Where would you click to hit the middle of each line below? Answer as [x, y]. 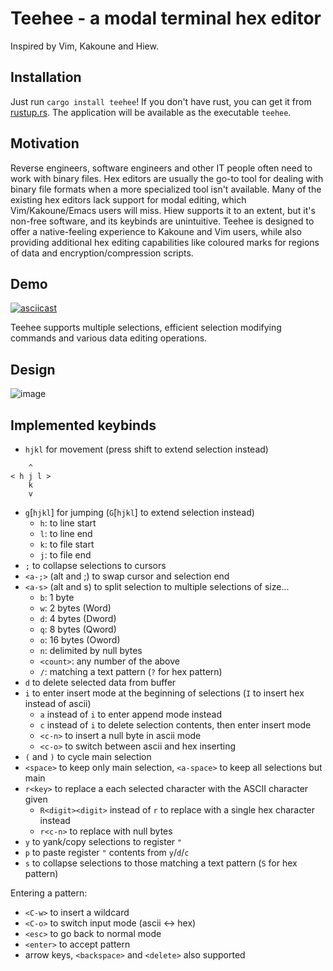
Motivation [45, 143]
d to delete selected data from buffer [100, 682]
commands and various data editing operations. [109, 338]
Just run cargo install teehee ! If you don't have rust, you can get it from [161, 101]
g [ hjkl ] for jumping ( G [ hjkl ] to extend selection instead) [139, 512]
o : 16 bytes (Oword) [80, 640]
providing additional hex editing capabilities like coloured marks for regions [165, 242]
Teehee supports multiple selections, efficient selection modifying [146, 328]
